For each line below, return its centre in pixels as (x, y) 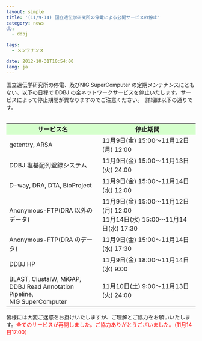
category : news (25, 23)
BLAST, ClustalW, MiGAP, (45, 279)
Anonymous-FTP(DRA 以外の (51, 210)
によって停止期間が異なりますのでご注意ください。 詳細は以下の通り (102, 100)
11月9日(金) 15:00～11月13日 (145, 161)
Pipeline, (22, 294)
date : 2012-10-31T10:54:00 (40, 61)
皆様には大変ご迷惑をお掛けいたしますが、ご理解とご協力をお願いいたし (96, 317)
